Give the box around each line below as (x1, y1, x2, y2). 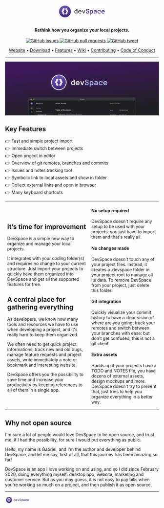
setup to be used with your (91, 223, 145, 230)
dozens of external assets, (91, 373, 144, 379)
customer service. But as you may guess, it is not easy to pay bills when (5, 477, 150, 483)
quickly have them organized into (7, 271, 74, 277)
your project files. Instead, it (91, 261, 147, 267)
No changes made (91, 245, 129, 251)
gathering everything (7, 303, 74, 311)
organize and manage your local (7, 241, 72, 247)
